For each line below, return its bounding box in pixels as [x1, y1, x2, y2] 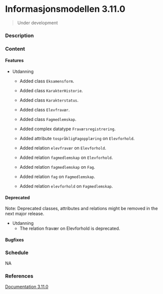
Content [5, 45, 26, 52]
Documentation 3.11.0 [5, 284, 48, 290]
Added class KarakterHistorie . [19, 87, 83, 93]
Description [5, 32, 34, 39]
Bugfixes [5, 237, 24, 243]
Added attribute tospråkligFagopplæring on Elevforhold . [19, 135, 135, 141]
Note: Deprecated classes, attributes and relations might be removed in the [5, 206, 158, 212]
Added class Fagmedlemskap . [19, 116, 77, 122]
